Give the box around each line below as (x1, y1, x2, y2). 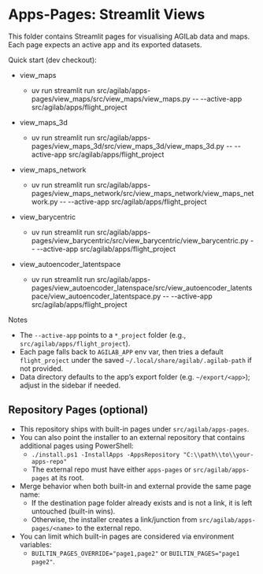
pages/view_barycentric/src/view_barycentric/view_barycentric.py (31, 235, 249, 245)
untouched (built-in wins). (31, 506, 116, 516)
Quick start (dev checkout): (8, 55, 97, 65)
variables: (19, 539, 52, 549)
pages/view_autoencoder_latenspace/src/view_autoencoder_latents (31, 283, 253, 292)
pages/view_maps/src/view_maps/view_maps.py (31, 94, 191, 103)
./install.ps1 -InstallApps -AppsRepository (31, 450, 180, 458)
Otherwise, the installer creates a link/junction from (31, 514, 198, 524)
